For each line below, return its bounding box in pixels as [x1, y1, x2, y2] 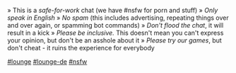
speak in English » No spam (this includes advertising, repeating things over [7, 13, 229, 22]
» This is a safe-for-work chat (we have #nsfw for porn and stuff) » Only [7, 6, 218, 14]
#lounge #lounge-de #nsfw [7, 57, 88, 66]
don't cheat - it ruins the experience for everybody [7, 44, 155, 52]
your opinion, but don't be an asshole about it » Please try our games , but [7, 36, 223, 45]
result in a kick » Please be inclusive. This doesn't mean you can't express [7, 28, 224, 37]
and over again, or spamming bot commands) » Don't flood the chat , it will [7, 21, 224, 29]
